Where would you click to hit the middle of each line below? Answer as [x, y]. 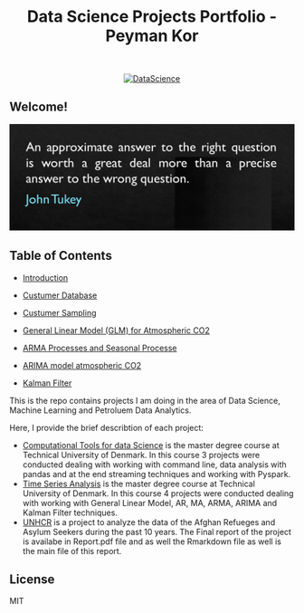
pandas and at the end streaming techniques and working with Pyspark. [157, 474]
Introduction [45, 277]
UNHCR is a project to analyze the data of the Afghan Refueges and [149, 522]
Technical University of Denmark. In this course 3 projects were [141, 455]
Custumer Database [60, 295]
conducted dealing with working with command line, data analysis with [154, 465]
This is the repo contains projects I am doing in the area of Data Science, [145, 400]
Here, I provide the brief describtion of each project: [106, 427]
